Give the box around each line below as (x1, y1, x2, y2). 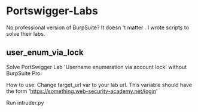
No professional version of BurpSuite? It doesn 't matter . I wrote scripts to (6, 24, 190, 31)
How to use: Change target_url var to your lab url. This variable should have (6, 81, 193, 88)
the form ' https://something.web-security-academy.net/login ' (6, 88, 158, 95)
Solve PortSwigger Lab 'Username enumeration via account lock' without (6, 63, 187, 70)
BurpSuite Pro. (6, 70, 42, 77)
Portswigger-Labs (6, 4, 99, 18)
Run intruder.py (6, 99, 44, 106)
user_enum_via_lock (6, 48, 84, 58)
